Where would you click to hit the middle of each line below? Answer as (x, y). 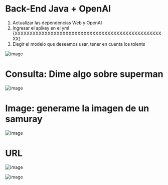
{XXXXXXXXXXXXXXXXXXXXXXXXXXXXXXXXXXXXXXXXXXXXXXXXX (87, 33)
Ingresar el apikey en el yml (41, 28)
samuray (24, 119)
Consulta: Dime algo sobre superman (84, 74)
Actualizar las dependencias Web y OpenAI (57, 23)
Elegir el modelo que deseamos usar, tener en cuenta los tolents (79, 44)
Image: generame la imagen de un (77, 108)
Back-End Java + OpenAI (58, 9)
